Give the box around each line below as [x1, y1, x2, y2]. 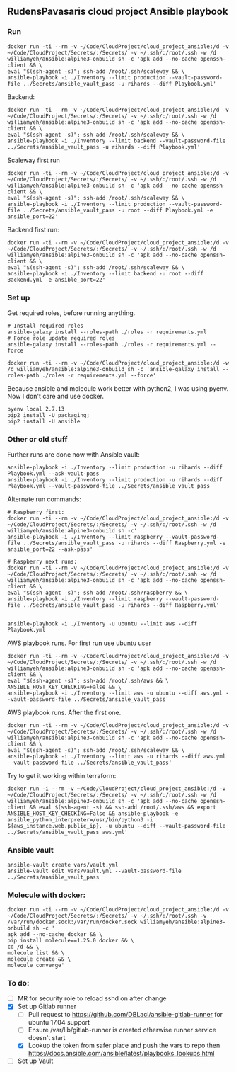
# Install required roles [7, 322, 83, 329]
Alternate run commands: [7, 495, 81, 503]
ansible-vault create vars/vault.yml [7, 861, 119, 868]
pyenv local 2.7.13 [7, 405, 65, 413]
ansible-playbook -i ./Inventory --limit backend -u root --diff [7, 270, 203, 277]
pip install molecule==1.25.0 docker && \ [7, 937, 134, 944]
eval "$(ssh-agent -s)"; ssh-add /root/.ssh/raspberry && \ [7, 589, 189, 597]
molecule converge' [7, 962, 65, 969]
